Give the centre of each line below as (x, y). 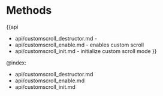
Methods (29, 10)
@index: (16, 63)
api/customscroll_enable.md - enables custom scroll (79, 45)
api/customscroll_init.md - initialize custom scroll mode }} (86, 51)
